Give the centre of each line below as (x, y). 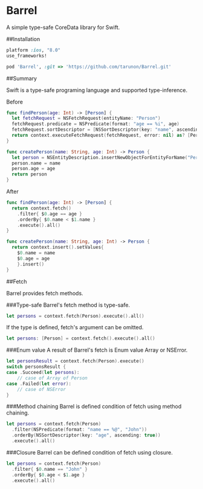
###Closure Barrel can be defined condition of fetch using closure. (90, 452)
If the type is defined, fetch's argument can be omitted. (75, 327)
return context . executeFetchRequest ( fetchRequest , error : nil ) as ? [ (101, 136)
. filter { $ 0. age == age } (50, 214)
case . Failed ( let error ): (39, 384)
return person (29, 174)
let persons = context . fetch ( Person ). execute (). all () (76, 316)
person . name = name (36, 163)
